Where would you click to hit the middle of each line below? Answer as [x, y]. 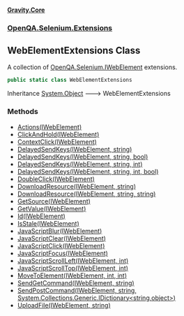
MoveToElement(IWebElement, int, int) [72, 275]
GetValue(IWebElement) [52, 208]
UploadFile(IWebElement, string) [64, 305]
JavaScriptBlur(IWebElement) [60, 231]
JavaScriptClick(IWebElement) [61, 245]
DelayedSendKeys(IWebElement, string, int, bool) [88, 171]
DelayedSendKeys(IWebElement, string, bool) [83, 157]
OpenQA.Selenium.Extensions [60, 28]
